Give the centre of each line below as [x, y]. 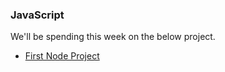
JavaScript [37, 15]
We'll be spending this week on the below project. [113, 37]
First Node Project [62, 56]
